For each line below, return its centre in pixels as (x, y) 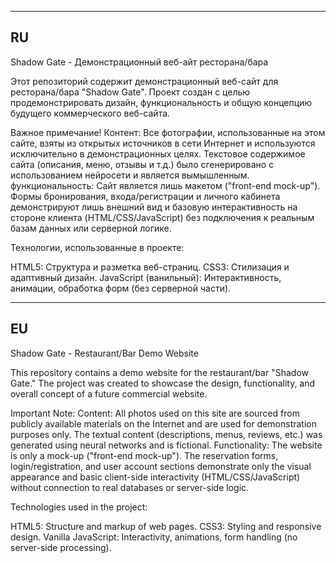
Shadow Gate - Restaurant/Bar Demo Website (104, 353)
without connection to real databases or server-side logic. (130, 487)
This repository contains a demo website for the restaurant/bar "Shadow (159, 372)
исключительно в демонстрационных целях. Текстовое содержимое (158, 153)
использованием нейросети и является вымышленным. (130, 175)
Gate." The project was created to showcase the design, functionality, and (163, 383)
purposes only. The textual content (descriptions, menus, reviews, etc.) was (166, 434)
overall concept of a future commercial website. (109, 393)
